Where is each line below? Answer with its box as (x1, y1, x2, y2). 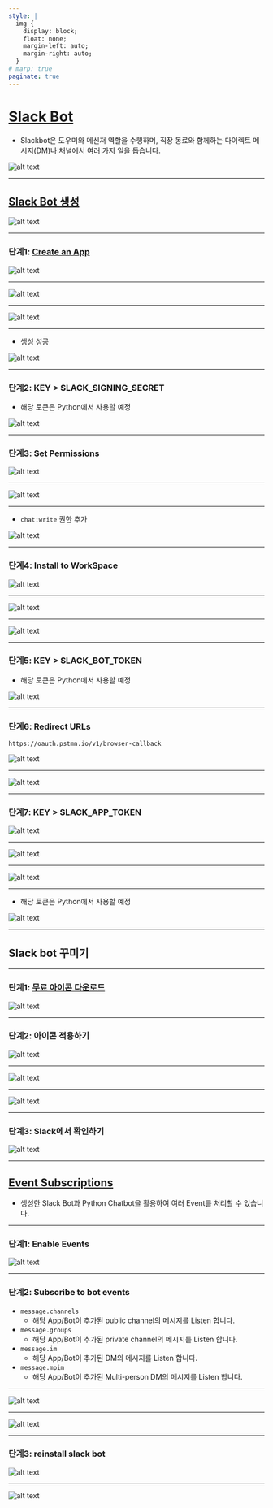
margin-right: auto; (23, 50, 93, 58)
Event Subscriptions (8, 1176, 114, 1189)
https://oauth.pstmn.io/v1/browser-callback (8, 740, 162, 748)
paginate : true (8, 72, 60, 80)
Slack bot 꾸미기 (8, 946, 89, 960)
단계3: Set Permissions (8, 448, 100, 459)
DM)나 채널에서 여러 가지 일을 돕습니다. (36, 145, 161, 155)
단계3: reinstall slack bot (8, 1448, 106, 1459)
